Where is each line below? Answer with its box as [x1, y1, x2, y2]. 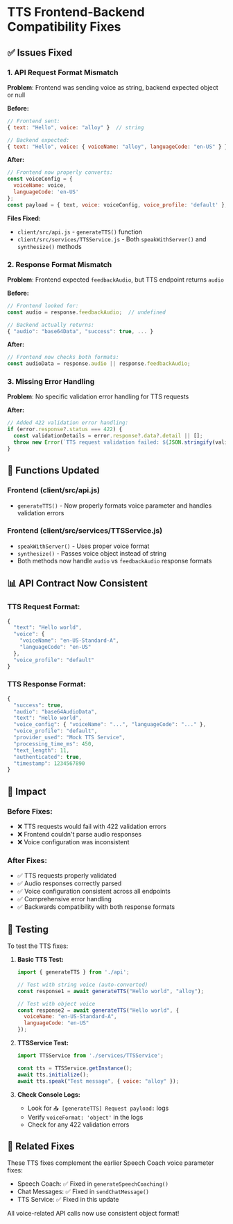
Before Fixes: [7, 806, 53, 816]
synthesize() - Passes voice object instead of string [17, 549, 166, 557]
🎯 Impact [7, 785, 46, 797]
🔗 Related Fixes [7, 1141, 75, 1152]
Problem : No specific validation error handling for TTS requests [7, 392, 189, 401]
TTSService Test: [17, 1039, 69, 1047]
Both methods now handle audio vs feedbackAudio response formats [17, 556, 212, 565]
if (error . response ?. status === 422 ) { [7, 426, 123, 433]
